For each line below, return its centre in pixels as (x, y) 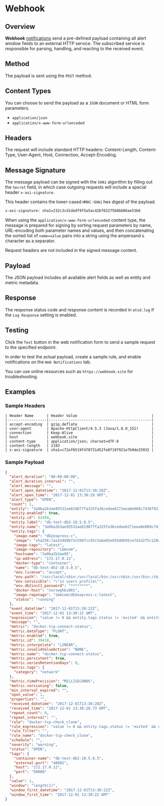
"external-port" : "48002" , (41, 763)
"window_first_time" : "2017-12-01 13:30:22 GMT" (60, 795)
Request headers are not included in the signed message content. (71, 250)
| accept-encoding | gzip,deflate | (79, 424)
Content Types (28, 91)
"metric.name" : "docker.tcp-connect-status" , (57, 654)
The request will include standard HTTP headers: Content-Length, (72, 150)
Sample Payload (25, 462)
